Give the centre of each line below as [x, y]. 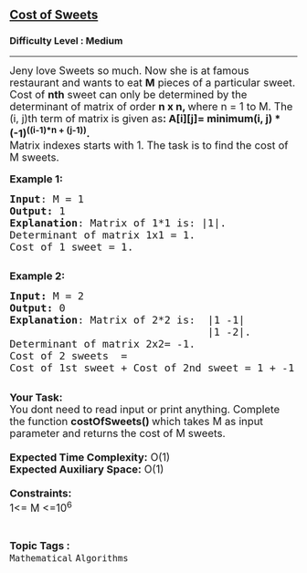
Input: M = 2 [47, 296]
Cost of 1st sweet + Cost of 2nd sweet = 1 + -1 [152, 367]
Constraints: [41, 493]
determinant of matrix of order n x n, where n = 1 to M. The [151, 106]
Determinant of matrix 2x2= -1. [103, 344]
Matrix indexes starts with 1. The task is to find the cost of [149, 145]
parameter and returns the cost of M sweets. [117, 433]
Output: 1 [37, 211]
